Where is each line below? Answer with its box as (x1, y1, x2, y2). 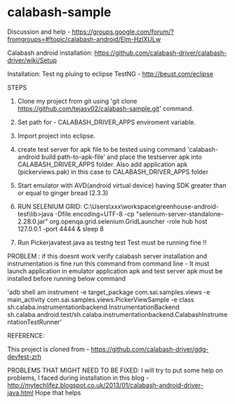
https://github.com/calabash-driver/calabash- (94, 48, 227, 57)
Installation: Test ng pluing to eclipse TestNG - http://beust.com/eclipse (7, 70, 214, 78)
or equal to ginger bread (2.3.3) (17, 188, 109, 197)
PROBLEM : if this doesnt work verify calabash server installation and (7, 252, 208, 260)
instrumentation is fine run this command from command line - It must (7, 259, 210, 268)
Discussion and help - (7, 27, 71, 36)
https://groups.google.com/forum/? (72, 27, 174, 36)
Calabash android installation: (7, 48, 93, 57)
